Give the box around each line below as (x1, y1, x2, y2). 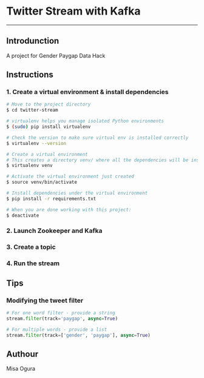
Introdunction (6, 36, 59, 46)
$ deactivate (6, 212, 39, 218)
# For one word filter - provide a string (6, 310, 115, 316)
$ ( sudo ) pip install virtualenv (6, 124, 91, 130)
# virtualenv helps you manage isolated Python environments (6, 118, 165, 124)
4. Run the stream (6, 259, 59, 268)
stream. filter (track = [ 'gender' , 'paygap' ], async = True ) (6, 332, 151, 338)
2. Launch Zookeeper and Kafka (6, 226, 103, 235)
